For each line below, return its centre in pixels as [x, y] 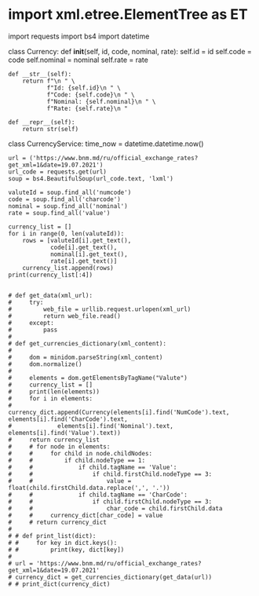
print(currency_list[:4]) [50, 275]
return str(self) [51, 129]
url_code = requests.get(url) [58, 172]
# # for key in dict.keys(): [63, 543]
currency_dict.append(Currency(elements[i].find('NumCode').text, [119, 412]
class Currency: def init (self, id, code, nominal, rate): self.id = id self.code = [130, 51]
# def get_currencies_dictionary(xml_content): [88, 343]
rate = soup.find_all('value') [59, 213]
